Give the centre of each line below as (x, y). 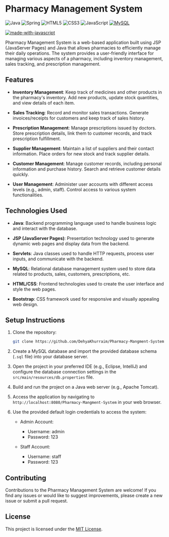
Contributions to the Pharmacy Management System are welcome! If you (81, 490)
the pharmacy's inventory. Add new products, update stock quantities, (86, 97)
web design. (25, 304)
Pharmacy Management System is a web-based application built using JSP (83, 42)
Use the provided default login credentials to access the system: (79, 412)
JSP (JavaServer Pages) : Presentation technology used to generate (83, 238)
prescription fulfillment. (37, 138)
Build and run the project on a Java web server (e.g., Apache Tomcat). (86, 387)
